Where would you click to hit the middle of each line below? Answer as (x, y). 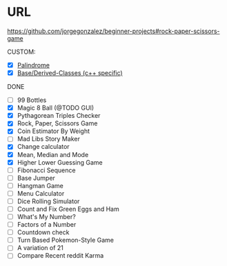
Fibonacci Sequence (46, 170)
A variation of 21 (40, 248)
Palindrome (33, 65)
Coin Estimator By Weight (53, 131)
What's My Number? (46, 217)
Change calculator (43, 147)
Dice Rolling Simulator (48, 201)
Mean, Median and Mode (53, 154)
